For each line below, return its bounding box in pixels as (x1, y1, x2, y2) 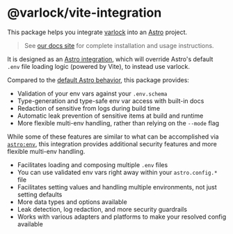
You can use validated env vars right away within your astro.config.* (17, 168, 218, 176)
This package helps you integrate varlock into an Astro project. (7, 28, 188, 36)
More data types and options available (17, 197, 127, 206)
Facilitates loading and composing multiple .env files (17, 160, 168, 169)
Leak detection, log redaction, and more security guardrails (17, 205, 188, 213)
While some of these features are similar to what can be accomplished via (7, 132, 219, 141)
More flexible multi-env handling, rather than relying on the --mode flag (17, 118, 220, 127)
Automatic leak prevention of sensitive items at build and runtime (17, 111, 204, 120)
